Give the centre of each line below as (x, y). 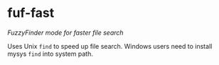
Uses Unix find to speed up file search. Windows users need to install (110, 46)
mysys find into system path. (50, 54)
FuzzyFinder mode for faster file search (65, 32)
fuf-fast (31, 13)
